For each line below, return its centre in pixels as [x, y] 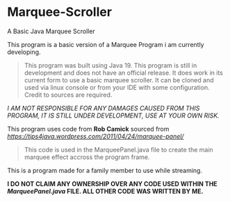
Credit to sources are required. [68, 95]
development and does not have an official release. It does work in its [124, 73]
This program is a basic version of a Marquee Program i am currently [106, 44]
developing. [24, 52]
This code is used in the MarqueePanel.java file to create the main [118, 149]
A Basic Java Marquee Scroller [51, 31]
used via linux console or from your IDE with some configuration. [117, 87]
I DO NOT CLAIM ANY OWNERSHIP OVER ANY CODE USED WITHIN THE [112, 183]
